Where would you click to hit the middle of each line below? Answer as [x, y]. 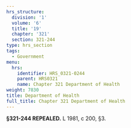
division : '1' [29, 17]
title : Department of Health [43, 96]
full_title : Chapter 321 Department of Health [66, 101]
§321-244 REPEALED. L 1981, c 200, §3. [56, 118]
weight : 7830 [23, 90]
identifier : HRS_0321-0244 [51, 73]
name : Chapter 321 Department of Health [69, 85]
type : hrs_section [29, 46]
